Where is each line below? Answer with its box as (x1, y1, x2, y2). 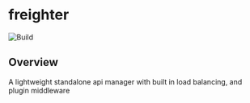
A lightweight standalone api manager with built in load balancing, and (8, 76, 243, 86)
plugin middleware (8, 85, 70, 95)
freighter (8, 6, 70, 24)
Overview (8, 56, 59, 69)
